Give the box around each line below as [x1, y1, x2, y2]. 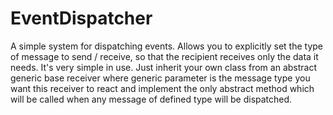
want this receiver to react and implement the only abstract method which [10, 82, 315, 94]
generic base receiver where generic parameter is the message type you [10, 72, 311, 84]
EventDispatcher [10, 7, 153, 30]
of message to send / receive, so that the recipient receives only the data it [10, 50, 319, 62]
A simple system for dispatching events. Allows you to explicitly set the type [10, 40, 323, 52]
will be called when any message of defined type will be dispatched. [10, 93, 293, 105]
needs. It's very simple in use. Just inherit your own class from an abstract [10, 61, 317, 73]
